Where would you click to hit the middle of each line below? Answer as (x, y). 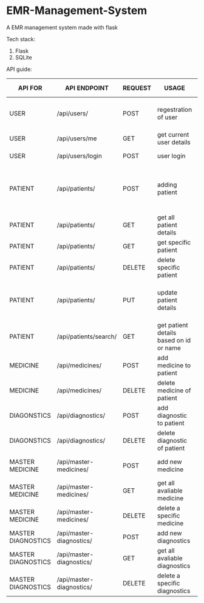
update (167, 292)
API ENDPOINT (87, 87)
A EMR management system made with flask (62, 27)
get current (173, 134)
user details (174, 142)
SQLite (23, 57)
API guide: (19, 69)
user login (171, 155)
